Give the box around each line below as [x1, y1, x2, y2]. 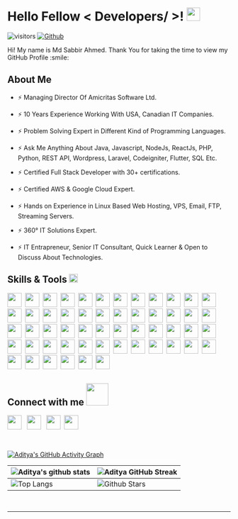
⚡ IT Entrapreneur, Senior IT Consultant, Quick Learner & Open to [17, 242, 208, 251]
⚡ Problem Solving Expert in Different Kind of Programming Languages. [17, 126, 226, 135]
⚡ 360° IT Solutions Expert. [17, 225, 97, 234]
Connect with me [7, 396, 85, 408]
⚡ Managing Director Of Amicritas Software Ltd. [17, 93, 157, 101]
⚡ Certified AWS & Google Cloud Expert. [17, 184, 135, 193]
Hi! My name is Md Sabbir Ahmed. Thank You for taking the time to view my [7, 45, 228, 54]
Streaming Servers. [17, 211, 74, 220]
